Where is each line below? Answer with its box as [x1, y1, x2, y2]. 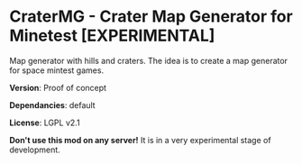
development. [9, 144, 60, 155]
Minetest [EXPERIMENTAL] [9, 25, 215, 46]
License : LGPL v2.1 [9, 117, 80, 128]
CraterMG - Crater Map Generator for [9, 6, 293, 27]
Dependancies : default [9, 99, 96, 110]
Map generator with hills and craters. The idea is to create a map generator [9, 55, 288, 66]
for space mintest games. [9, 65, 105, 76]
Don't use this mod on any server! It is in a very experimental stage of [9, 134, 272, 145]
